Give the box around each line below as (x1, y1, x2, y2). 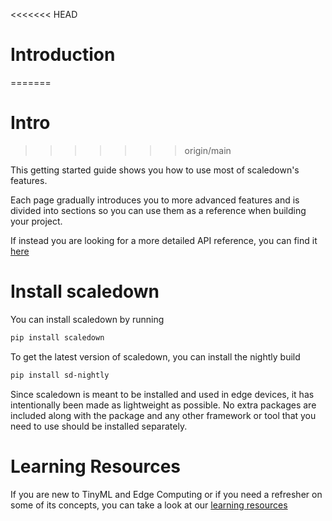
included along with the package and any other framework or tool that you (10, 409, 317, 421)
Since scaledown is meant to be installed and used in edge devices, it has (10, 388, 315, 400)
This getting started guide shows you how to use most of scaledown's (10, 164, 300, 176)
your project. (10, 215, 63, 227)
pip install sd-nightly (10, 370, 110, 380)
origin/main (184, 144, 232, 156)
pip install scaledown (10, 332, 105, 343)
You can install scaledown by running (10, 313, 165, 325)
